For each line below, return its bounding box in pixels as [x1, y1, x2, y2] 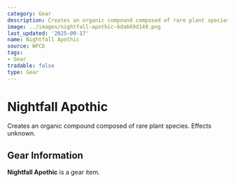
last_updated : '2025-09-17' [7, 29, 90, 37]
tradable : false [7, 62, 55, 69]
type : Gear [7, 68, 39, 75]
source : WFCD [7, 43, 45, 50]
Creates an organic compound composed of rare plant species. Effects [7, 122, 212, 130]
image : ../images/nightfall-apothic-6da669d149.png [7, 23, 161, 30]
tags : [7, 50, 23, 57]
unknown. [7, 129, 36, 138]
